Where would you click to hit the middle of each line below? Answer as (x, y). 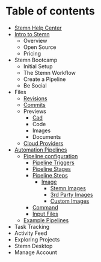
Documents (47, 136)
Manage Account (36, 252)
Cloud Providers (43, 143)
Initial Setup (38, 66)
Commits (34, 104)
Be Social (35, 85)
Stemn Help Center (38, 28)
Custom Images (70, 201)
